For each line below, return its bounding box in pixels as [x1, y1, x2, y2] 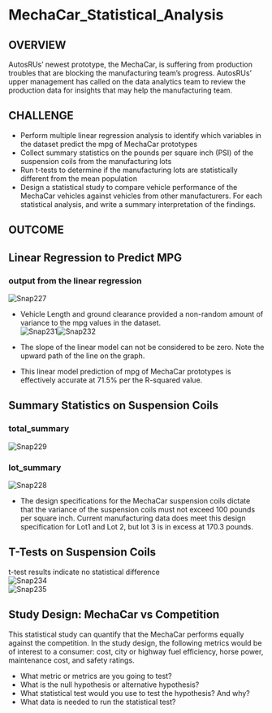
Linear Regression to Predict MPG [8, 250, 183, 265]
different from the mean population [19, 173, 138, 184]
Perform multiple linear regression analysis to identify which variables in [19, 130, 261, 140]
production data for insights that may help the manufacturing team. [8, 85, 233, 95]
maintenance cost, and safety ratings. [8, 655, 136, 665]
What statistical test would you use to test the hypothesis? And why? [19, 688, 250, 698]
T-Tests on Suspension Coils [8, 546, 157, 560]
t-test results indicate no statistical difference [8, 567, 160, 577]
